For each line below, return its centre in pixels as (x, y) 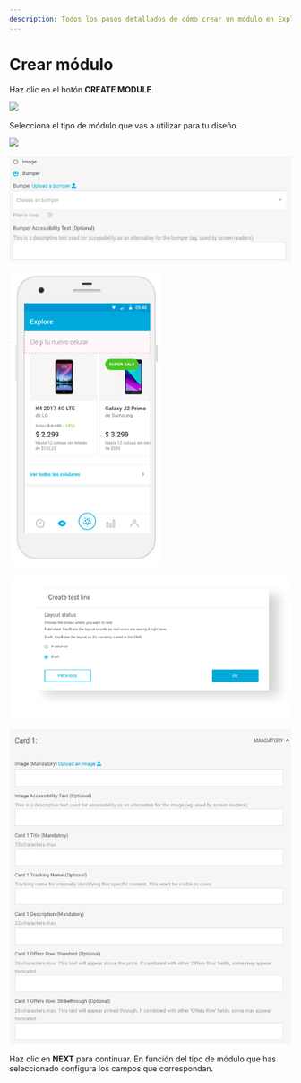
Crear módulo (61, 64)
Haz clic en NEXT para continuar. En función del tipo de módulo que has (143, 1059)
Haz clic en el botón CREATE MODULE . (82, 89)
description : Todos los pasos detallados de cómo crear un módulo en (142, 19)
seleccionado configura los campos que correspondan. (112, 1068)
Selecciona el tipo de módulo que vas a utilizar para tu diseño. (124, 125)
